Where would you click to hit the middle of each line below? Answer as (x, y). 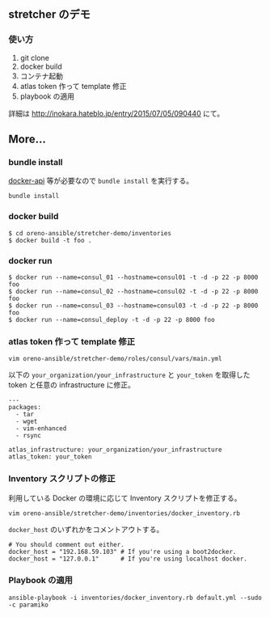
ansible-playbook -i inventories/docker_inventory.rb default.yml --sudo (135, 598)
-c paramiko (28, 605)
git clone (35, 57)
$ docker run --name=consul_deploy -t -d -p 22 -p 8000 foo (112, 319)
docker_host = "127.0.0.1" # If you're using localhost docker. (128, 559)
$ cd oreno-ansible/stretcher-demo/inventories (90, 233)
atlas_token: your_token (50, 457)
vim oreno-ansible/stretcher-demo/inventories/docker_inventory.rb (124, 513)
